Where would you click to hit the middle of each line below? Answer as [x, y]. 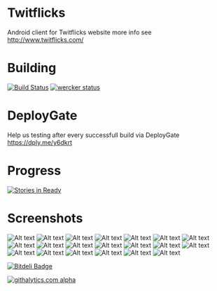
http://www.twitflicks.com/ [45, 39]
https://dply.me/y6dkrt [40, 142]
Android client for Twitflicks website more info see [79, 32]
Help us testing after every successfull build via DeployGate [93, 135]
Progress [34, 171]
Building [32, 68]
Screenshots [45, 218]
